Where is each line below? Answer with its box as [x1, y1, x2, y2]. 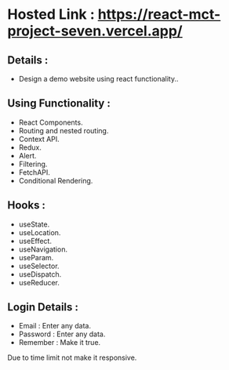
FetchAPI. [18, 167, 50, 177]
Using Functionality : [7, 96, 111, 111]
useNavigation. [18, 245, 68, 254]
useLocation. [18, 227, 61, 237]
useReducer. [18, 277, 60, 287]
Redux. [18, 143, 42, 152]
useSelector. [18, 261, 60, 270]
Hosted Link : [7, 5, 95, 24]
